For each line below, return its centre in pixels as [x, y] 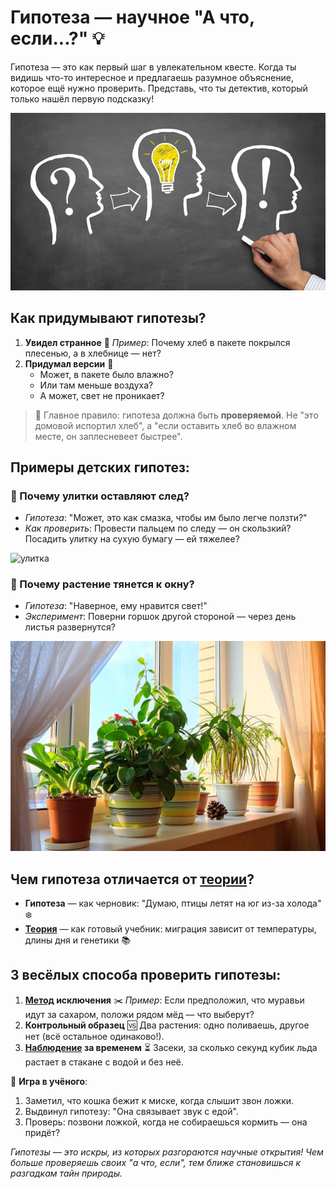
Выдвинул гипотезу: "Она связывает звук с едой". [131, 1111]
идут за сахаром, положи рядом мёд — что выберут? [139, 1014]
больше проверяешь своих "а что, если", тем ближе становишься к [156, 1162]
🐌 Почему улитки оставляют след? [100, 496]
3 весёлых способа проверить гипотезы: [146, 975]
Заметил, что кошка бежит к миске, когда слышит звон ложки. [159, 1100]
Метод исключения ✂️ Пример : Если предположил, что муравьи [164, 1000]
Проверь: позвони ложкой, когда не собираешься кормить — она [166, 1122]
